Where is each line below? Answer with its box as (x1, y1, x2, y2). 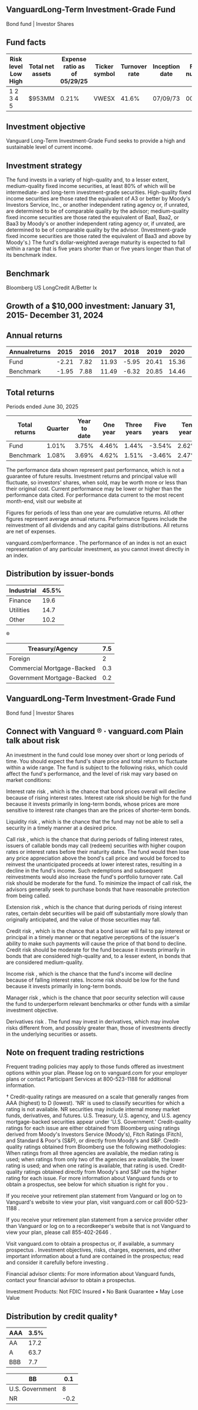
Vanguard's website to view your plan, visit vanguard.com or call (6, 1198, 163, 1206)
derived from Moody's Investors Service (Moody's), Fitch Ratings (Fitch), (6, 1131, 184, 1138)
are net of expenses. (6, 528, 56, 535)
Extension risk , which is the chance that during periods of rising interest (6, 903, 182, 910)
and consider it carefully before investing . (6, 1259, 109, 1266)
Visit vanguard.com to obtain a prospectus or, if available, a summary (6, 1240, 174, 1247)
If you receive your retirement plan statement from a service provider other (6, 1216, 188, 1223)
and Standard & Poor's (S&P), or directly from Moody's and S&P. (6, 1137, 162, 1144)
